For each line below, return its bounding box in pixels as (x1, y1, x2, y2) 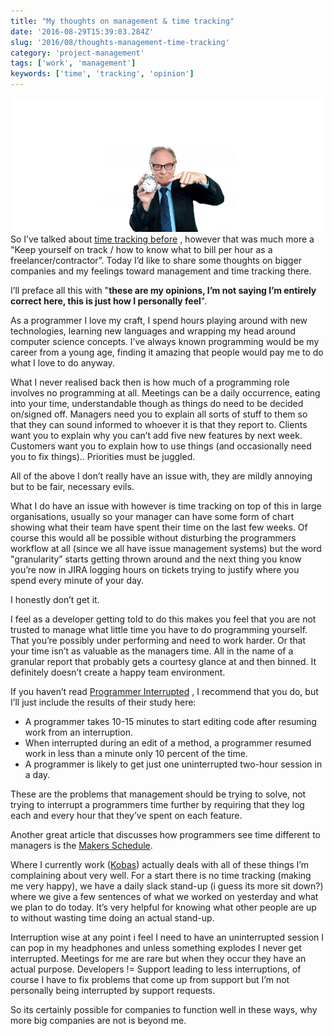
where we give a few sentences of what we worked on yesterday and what (10, 891, 319, 903)
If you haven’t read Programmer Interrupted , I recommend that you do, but (10, 686, 319, 698)
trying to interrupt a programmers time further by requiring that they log (10, 799, 305, 811)
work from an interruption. (24, 726, 133, 739)
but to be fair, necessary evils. (10, 481, 135, 493)
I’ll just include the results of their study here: (10, 696, 197, 709)
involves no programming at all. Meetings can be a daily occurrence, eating (10, 387, 321, 399)
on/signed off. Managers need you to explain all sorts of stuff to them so (10, 408, 308, 420)
